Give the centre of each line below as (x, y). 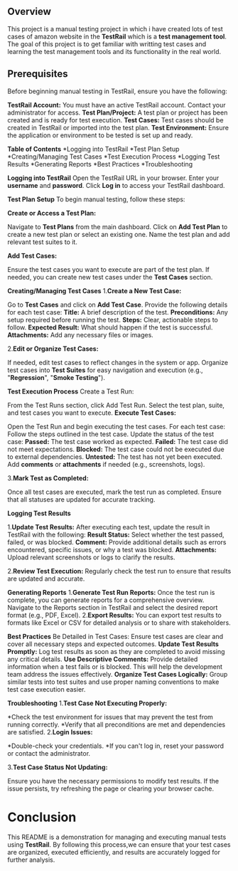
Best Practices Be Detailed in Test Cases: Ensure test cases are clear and (115, 636)
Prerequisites (38, 74)
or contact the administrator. (49, 753)
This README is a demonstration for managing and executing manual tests (117, 837)
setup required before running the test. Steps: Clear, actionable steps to (113, 320)
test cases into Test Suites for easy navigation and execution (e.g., (106, 370)
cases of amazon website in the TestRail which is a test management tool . (117, 36)
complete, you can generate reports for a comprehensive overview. (106, 600)
